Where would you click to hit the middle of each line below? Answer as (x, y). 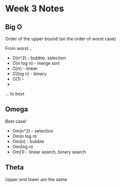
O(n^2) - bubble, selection (39, 58)
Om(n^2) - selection (33, 131)
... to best (15, 94)
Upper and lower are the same (36, 179)
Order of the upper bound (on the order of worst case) (61, 39)
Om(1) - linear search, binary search (49, 152)
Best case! (16, 121)
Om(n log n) (25, 136)
